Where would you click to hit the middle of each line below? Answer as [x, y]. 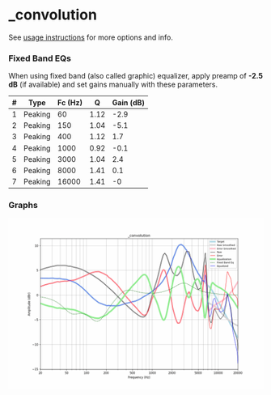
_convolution [53, 15]
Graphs [23, 205]
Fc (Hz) [70, 102]
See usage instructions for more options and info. [91, 37]
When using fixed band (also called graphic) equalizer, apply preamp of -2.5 [136, 76]
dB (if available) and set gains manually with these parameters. [113, 85]
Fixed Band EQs [40, 58]
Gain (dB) [129, 102]
